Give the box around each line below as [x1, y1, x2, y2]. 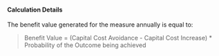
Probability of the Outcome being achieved [23, 41, 146, 49]
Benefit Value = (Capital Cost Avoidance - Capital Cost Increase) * [23, 34, 213, 42]
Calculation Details [7, 5, 63, 14]
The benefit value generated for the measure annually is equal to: [7, 20, 193, 29]
